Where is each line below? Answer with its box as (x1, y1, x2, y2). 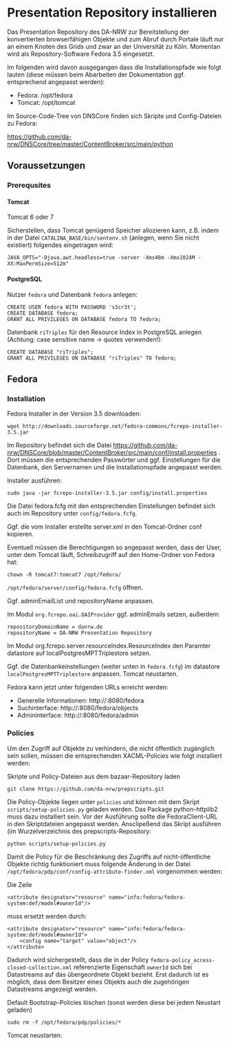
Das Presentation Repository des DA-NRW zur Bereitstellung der (7, 28, 190, 36)
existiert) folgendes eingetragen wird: (7, 241, 113, 249)
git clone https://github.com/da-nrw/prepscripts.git (7, 785, 165, 792)
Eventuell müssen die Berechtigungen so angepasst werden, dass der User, (7, 543, 222, 551)
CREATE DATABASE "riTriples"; (7, 349, 94, 355)
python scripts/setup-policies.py (7, 840, 107, 847)
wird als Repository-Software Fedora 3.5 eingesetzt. (7, 50, 155, 58)
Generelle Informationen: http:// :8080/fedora (16, 696, 144, 705)
